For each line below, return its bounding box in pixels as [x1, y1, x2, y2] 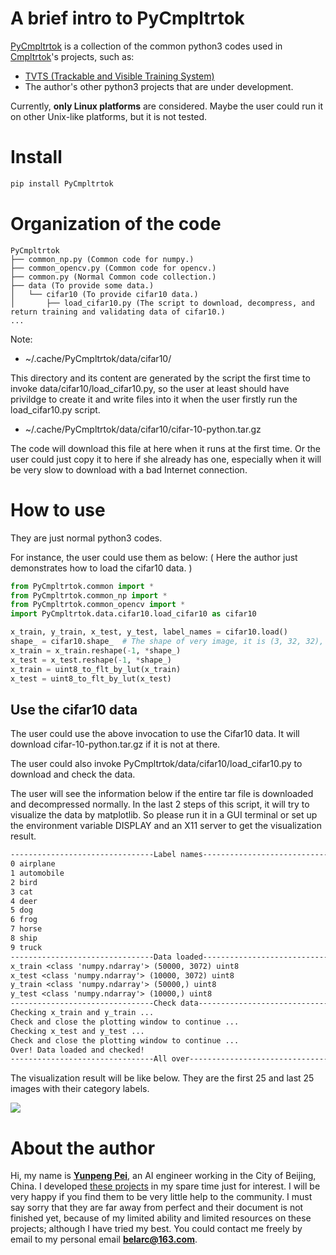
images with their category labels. [10, 1083, 150, 1095]
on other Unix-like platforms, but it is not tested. [10, 110, 208, 122]
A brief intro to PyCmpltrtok [10, 7, 245, 30]
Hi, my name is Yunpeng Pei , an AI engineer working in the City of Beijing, [10, 1170, 317, 1182]
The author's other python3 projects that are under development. [24, 80, 294, 92]
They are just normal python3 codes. [10, 532, 163, 544]
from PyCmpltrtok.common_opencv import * [10, 600, 186, 610]
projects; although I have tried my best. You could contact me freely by [10, 1223, 303, 1235]
